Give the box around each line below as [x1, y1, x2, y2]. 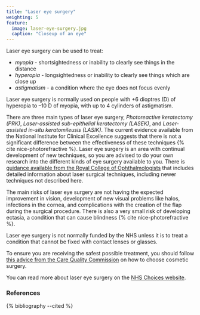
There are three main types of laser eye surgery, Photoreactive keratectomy [6, 114, 193, 121]
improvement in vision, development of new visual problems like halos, [6, 195, 180, 202]
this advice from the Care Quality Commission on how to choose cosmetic [6, 256, 189, 263]
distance [14, 65, 37, 72]
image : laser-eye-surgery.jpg [11, 25, 87, 32]
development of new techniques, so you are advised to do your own [6, 152, 174, 159]
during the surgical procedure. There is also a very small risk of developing [6, 208, 191, 215]
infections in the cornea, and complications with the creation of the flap [6, 201, 182, 209]
